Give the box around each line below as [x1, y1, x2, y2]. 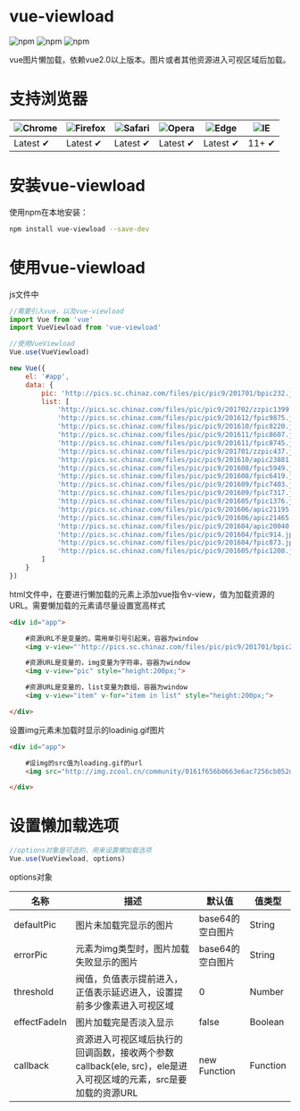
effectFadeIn [13, 1015, 67, 1028]
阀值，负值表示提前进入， [75, 972, 183, 985]
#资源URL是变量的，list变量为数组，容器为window [25, 683, 188, 692]
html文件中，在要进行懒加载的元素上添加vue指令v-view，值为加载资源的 [9, 588, 275, 600]
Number [249, 985, 284, 997]
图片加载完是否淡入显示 [75, 1016, 174, 1029]
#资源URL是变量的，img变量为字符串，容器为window [25, 659, 190, 668]
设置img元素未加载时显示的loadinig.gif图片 [9, 724, 166, 735]
